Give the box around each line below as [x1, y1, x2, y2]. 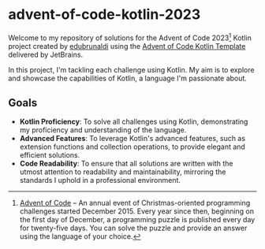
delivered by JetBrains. [8, 50, 84, 59]
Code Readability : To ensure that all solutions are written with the [19, 159, 233, 169]
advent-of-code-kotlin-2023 [8, 6, 201, 24]
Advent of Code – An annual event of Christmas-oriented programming [19, 199, 251, 208]
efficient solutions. [19, 151, 80, 160]
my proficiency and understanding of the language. [19, 125, 187, 135]
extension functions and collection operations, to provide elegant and [19, 142, 246, 151]
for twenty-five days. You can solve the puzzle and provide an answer [19, 223, 248, 233]
